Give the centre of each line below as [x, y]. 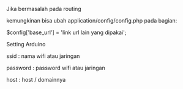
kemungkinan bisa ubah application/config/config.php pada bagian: [92, 20]
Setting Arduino [26, 44]
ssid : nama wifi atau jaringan [43, 56]
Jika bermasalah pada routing [44, 9]
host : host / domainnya [36, 80]
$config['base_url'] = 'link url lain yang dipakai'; [66, 32]
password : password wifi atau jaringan [56, 68]
